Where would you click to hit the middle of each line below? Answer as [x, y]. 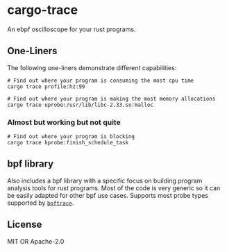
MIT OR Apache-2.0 [36, 241]
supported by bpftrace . [41, 203]
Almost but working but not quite [64, 122]
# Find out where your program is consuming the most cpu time [101, 81]
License [25, 225]
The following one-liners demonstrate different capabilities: [92, 67]
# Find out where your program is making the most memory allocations [111, 99]
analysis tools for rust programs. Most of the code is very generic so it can [114, 188]
